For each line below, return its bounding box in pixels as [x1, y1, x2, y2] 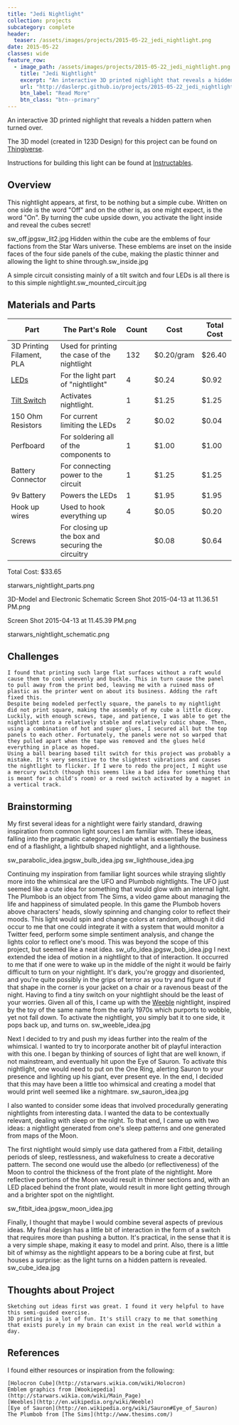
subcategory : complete [7, 23, 75, 31]
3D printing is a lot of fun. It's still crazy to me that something [7, 1315, 218, 1323]
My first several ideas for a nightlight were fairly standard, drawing [7, 819, 203, 828]
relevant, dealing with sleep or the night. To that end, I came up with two [7, 1116, 219, 1125]
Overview [7, 179, 52, 191]
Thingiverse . [7, 145, 44, 153]
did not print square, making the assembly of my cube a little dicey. [7, 707, 224, 714]
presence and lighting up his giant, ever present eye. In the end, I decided [7, 1072, 223, 1081]
